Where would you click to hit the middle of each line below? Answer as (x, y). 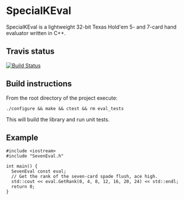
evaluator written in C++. (36, 33)
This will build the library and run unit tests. (58, 119)
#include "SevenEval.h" (35, 156)
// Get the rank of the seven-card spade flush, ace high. (85, 177)
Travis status (30, 52)
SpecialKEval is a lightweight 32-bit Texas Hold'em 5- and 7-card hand (91, 27)
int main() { (22, 166)
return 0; (23, 187)
